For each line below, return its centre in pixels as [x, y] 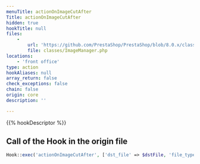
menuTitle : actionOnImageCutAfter [49, 12]
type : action [22, 67]
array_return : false [32, 78]
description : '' [26, 100]
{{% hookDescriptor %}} [36, 122]
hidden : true [22, 23]
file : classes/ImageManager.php [68, 51]
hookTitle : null [26, 28]
